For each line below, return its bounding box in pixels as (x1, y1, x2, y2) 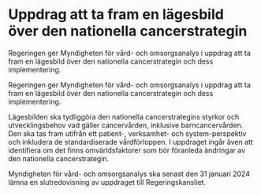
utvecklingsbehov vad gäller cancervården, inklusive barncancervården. (8, 120, 244, 130)
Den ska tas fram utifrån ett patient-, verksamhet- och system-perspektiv (8, 128, 247, 138)
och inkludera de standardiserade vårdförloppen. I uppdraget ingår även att (8, 137, 254, 146)
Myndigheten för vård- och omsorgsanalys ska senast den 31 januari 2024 (8, 169, 251, 178)
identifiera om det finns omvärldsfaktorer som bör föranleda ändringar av (8, 145, 246, 155)
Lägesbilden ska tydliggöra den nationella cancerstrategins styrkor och (8, 112, 240, 121)
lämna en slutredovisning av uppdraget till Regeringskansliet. (8, 177, 207, 186)
